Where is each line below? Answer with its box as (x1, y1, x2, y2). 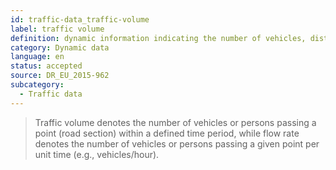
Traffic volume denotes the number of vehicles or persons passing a (34, 116, 317, 128)
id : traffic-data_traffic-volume (10, 14, 150, 25)
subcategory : (10, 80, 65, 90)
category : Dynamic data (10, 42, 110, 53)
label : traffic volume (10, 24, 105, 34)
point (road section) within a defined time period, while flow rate (34, 127, 300, 139)
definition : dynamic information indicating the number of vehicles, (10, 33, 307, 43)
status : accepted (10, 61, 83, 71)
